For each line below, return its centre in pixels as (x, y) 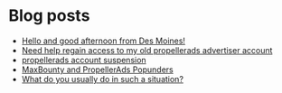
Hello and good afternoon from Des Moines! (103, 41)
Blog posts (49, 16)
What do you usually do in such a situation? (103, 79)
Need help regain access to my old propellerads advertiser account (147, 50)
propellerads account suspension (84, 60)
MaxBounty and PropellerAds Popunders (97, 70)
